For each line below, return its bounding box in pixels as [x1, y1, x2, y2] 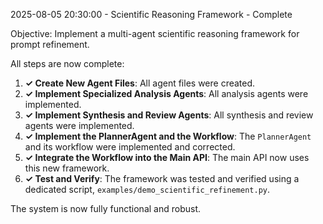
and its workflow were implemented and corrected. [24, 141, 236, 153]
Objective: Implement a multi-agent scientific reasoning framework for [10, 28, 300, 39]
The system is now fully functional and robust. [10, 203, 201, 214]
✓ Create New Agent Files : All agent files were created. [24, 77, 256, 89]
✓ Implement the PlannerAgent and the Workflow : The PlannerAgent [24, 130, 312, 142]
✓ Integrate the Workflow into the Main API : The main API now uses [24, 152, 310, 163]
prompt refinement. [10, 39, 90, 50]
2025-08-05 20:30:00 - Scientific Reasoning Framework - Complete [10, 9, 293, 20]
